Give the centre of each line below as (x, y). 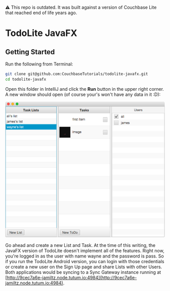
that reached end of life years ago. (41, 13)
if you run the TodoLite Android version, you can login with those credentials (85, 262)
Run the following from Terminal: (39, 64)
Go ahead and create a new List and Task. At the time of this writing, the (80, 245)
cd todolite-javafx (26, 79)
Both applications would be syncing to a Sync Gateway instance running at (83, 272)
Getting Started (30, 52)
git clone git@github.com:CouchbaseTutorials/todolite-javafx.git (77, 74)
